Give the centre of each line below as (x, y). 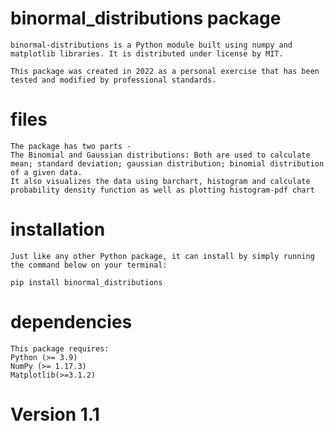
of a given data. (46, 172)
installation (58, 229)
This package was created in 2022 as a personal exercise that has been (165, 71)
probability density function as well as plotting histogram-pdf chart (162, 190)
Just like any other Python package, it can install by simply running (162, 256)
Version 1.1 (55, 414)
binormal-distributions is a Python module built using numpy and (151, 45)
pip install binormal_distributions (86, 282)
